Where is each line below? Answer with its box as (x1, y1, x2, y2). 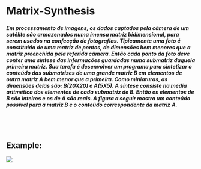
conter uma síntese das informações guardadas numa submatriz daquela (6, 56, 196, 64)
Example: (6, 140, 42, 150)
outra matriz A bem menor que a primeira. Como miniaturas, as (6, 75, 168, 82)
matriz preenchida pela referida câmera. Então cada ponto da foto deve (6, 50, 190, 57)
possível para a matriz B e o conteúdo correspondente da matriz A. (6, 101, 178, 108)
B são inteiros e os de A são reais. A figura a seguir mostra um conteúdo (6, 94, 191, 102)
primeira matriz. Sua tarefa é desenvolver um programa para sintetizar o (6, 63, 192, 70)
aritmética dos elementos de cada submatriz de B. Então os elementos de (6, 88, 194, 96)
